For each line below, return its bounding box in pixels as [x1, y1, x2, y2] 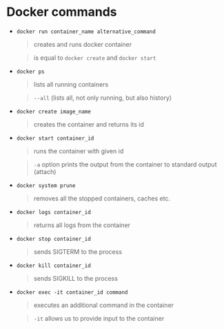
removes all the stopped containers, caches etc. [33, 194, 170, 202]
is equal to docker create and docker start [33, 53, 156, 62]
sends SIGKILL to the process [33, 274, 119, 282]
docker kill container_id [16, 262, 91, 269]
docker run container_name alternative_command [16, 28, 156, 35]
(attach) [33, 167, 57, 176]
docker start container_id [16, 135, 94, 142]
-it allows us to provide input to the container [33, 314, 165, 322]
